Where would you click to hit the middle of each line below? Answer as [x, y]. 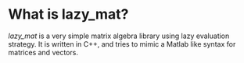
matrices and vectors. [43, 52]
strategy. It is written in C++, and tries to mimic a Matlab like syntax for [122, 44]
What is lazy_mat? [68, 14]
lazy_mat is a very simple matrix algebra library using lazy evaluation [119, 36]
